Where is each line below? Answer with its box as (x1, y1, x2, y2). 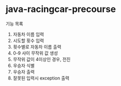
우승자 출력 (12, 68, 35, 74)
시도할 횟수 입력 (12, 37, 44, 43)
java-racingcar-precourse (5, 3, 116, 15)
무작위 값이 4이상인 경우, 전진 (12, 56, 71, 62)
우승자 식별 (12, 62, 35, 68)
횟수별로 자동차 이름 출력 (12, 43, 61, 49)
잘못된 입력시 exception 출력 (12, 75, 69, 81)
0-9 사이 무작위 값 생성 (12, 50, 58, 56)
